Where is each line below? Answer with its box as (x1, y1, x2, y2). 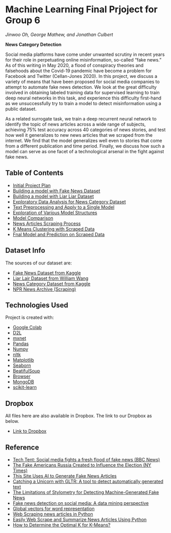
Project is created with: (5, 314, 54, 321)
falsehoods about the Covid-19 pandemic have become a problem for (5, 68, 152, 74)
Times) (12, 467, 28, 474)
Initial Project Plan (12, 182, 51, 188)
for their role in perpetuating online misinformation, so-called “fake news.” (5, 56, 162, 63)
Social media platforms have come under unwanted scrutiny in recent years (5, 51, 165, 57)
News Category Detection (5, 41, 62, 47)
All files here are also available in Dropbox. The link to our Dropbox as (5, 413, 152, 419)
